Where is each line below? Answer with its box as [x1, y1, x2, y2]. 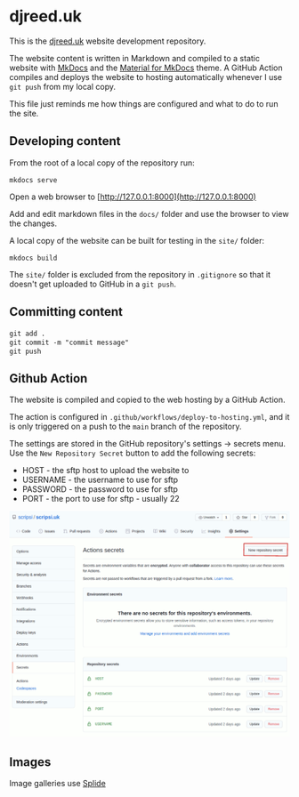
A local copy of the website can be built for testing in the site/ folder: [9, 235, 265, 246]
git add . [9, 329, 46, 338]
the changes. [9, 218, 58, 229]
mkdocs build [9, 254, 58, 262]
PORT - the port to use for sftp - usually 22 [21, 494, 180, 504]
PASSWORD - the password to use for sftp [21, 484, 178, 495]
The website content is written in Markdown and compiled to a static [9, 52, 261, 63]
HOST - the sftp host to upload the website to [21, 465, 190, 476]
